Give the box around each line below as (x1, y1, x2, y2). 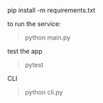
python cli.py (24, 88, 63, 96)
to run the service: (7, 20, 61, 28)
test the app (7, 47, 43, 55)
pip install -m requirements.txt (7, 6, 96, 14)
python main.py (24, 33, 71, 42)
